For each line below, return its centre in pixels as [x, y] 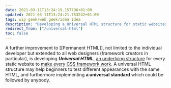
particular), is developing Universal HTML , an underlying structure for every [85, 58]
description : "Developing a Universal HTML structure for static [76, 24]
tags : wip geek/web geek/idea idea [43, 19]
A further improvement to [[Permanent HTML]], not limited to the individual [83, 48]
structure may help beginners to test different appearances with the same [82, 69]
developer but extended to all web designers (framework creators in [77, 53]
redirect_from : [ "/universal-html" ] [44, 29]
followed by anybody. [28, 80]
